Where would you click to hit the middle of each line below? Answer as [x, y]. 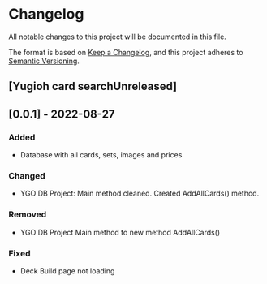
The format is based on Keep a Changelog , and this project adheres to [126, 52]
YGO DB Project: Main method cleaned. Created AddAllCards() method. [140, 194]
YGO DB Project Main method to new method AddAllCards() [120, 232]
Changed [27, 175]
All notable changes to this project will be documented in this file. [118, 37]
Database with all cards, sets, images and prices [101, 155]
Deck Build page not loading [67, 271]
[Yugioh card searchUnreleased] [93, 86]
